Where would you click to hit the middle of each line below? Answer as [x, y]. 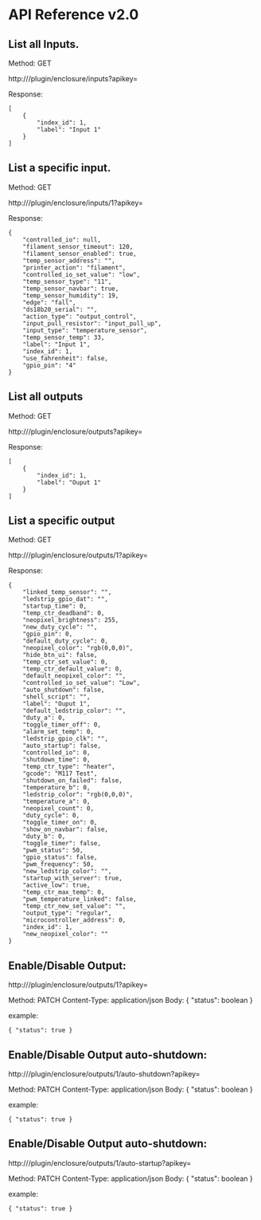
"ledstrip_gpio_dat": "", [66, 600]
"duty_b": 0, [44, 836]
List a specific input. [60, 168]
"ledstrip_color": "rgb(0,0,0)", [78, 795]
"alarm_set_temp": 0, [58, 732]
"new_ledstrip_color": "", [67, 872]
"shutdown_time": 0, [56, 760]
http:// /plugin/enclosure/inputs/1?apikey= [76, 203]
